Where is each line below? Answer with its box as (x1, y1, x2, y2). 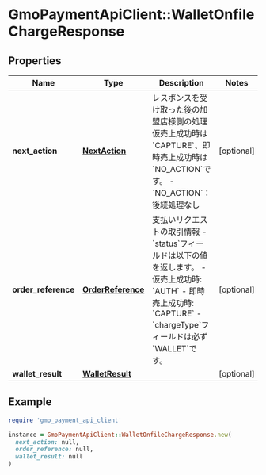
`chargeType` (151, 320, 202, 330)
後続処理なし (151, 200, 200, 210)
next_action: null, (15, 438, 80, 446)
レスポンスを (151, 93, 200, 103)
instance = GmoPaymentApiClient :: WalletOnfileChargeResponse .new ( (8, 431, 232, 439)
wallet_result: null (15, 453, 83, 461)
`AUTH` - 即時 (151, 285, 205, 297)
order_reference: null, (15, 446, 93, 454)
